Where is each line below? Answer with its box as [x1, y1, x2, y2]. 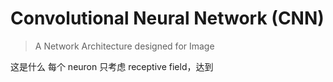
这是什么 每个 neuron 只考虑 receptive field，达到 [10, 60, 214, 72]
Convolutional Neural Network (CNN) [10, 7, 325, 30]
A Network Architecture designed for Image [34, 40, 215, 52]
